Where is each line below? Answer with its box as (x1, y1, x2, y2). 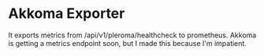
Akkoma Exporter (8, 5, 125, 23)
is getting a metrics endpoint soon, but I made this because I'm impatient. (8, 38, 247, 47)
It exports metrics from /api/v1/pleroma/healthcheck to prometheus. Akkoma (8, 30, 257, 40)
